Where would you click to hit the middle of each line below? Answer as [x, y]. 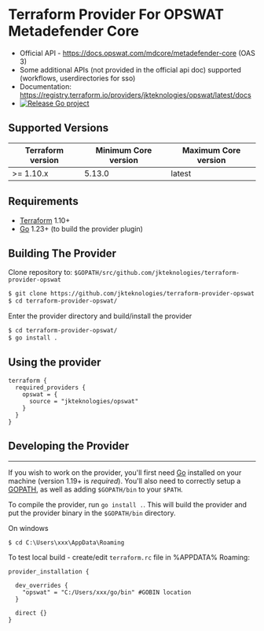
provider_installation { [49, 572]
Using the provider [55, 363]
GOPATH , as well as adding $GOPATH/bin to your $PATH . [95, 489]
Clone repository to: [40, 273]
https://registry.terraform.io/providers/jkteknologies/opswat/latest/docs [135, 95]
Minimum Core [124, 150]
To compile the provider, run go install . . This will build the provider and [128, 504]
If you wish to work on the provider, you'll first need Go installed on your [125, 472]
